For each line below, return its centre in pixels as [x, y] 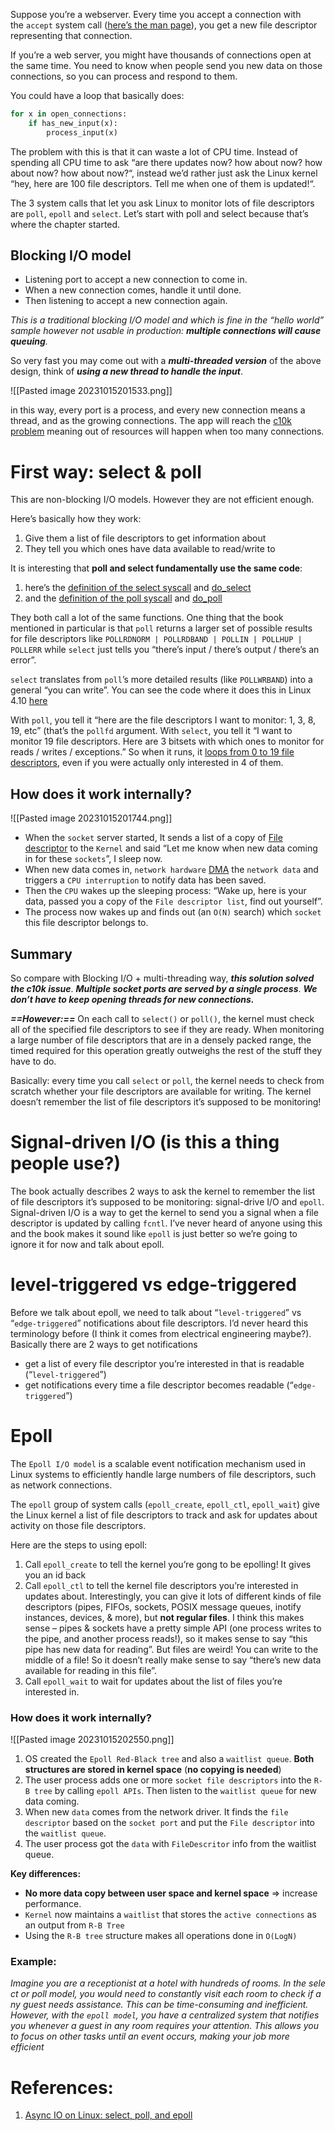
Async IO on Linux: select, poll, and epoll [108, 2115]
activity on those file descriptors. [78, 1525]
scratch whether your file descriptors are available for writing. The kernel [161, 1091]
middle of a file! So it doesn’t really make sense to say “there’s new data [173, 1660]
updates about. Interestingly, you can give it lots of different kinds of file [173, 1596]
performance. [53, 1904]
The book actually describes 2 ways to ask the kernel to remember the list [163, 1191]
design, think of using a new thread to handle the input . [126, 371]
